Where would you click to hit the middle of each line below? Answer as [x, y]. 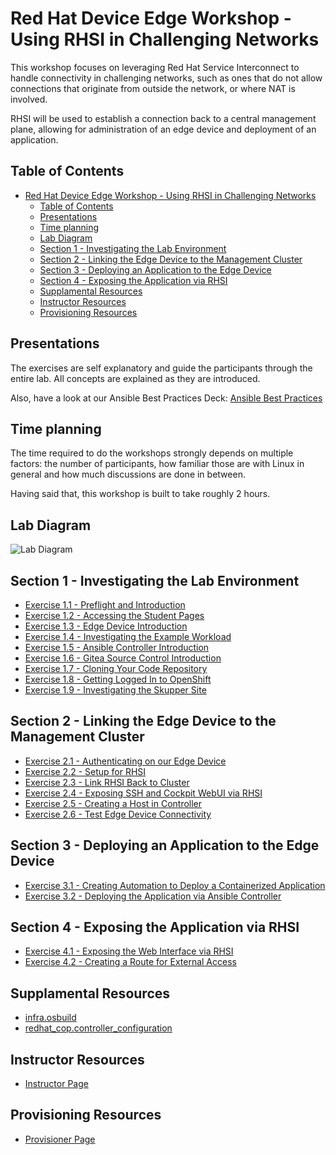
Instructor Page [56, 1084]
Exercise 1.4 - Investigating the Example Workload [128, 636]
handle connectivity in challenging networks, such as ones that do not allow [166, 78]
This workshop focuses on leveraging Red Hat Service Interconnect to [155, 67]
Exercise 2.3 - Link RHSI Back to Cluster [107, 782]
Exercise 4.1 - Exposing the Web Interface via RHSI [129, 951]
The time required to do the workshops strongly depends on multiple [152, 453]
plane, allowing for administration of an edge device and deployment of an [163, 129]
